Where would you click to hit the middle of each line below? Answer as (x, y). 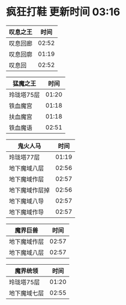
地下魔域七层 (27, 293)
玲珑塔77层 (24, 157)
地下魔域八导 (27, 201)
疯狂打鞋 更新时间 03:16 (63, 12)
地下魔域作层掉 (30, 190)
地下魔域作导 (27, 212)
